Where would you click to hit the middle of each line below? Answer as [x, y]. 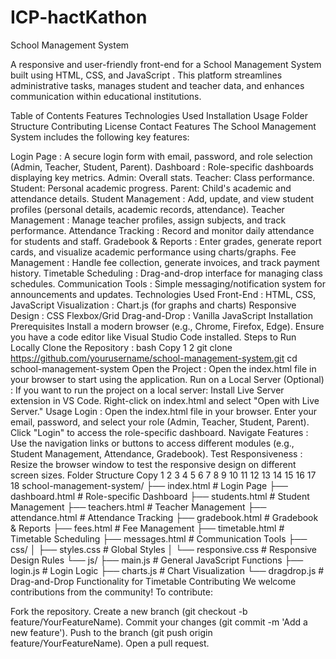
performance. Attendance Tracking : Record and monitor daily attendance [162, 230]
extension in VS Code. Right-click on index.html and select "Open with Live [165, 400]
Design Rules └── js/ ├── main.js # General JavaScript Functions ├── [157, 560]
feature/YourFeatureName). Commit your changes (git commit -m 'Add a [159, 622]
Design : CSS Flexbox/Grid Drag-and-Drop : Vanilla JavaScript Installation [162, 315]
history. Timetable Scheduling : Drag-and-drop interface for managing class [166, 273]
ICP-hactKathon [79, 17]
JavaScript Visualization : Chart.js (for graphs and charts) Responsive [153, 305]
